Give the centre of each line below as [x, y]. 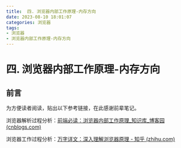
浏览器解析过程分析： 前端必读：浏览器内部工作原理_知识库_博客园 [86, 120]
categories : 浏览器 [28, 22]
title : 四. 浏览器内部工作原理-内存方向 [51, 11]
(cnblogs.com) [24, 127]
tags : [13, 28]
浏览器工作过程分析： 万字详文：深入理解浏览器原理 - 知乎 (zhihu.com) [91, 139]
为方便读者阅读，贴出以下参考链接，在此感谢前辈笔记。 [73, 108]
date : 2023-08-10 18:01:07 [39, 17]
